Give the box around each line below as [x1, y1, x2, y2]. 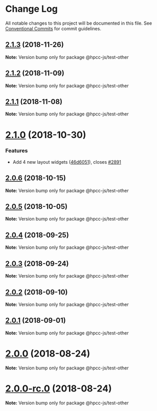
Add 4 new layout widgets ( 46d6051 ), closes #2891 [12, 159, 121, 165]
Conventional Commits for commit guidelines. [5, 25, 101, 31]
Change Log [5, 3, 58, 15]
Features [5, 147, 28, 154]
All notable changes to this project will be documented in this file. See [5, 20, 152, 26]
